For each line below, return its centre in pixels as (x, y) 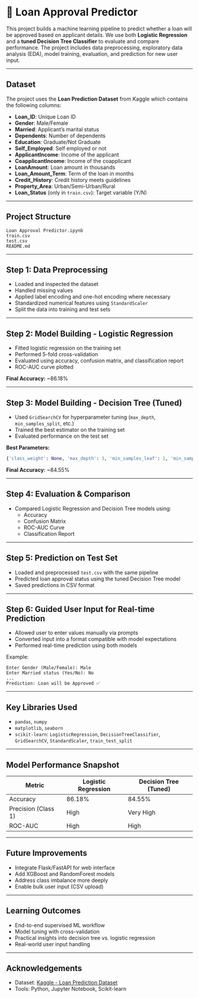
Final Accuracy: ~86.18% (37, 379)
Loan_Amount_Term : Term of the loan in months (74, 173)
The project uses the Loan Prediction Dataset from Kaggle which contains (97, 99)
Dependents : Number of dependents (60, 136)
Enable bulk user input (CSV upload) (59, 886)
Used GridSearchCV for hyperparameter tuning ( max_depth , (85, 417)
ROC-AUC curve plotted (44, 367)
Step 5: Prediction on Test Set (62, 558)
